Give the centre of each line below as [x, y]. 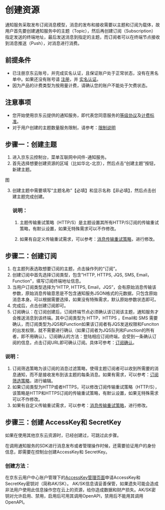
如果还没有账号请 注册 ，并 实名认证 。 [63, 79]
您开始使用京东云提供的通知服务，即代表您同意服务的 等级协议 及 [77, 115]
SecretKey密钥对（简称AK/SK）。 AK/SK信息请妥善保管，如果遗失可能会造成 [82, 483]
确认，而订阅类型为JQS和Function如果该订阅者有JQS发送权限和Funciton [85, 324]
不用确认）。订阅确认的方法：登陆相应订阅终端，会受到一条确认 [89, 337]
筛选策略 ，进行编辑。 [34, 380]
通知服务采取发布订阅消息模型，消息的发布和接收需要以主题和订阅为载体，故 [82, 25]
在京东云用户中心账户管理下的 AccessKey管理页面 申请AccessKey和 [73, 477]
